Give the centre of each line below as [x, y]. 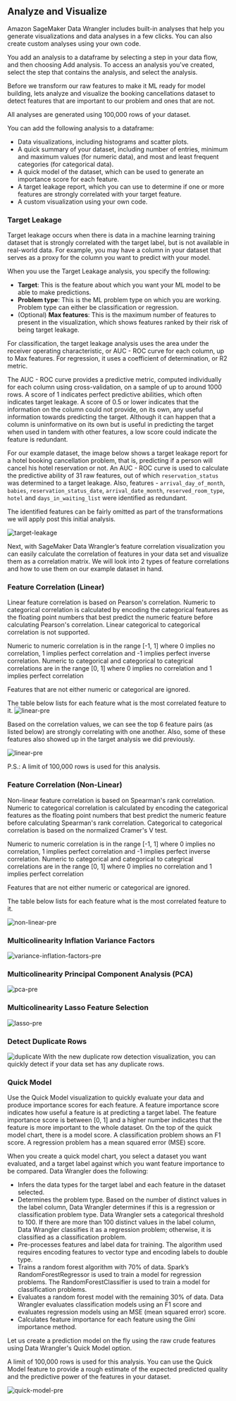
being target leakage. [48, 330]
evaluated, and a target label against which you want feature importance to [116, 1164]
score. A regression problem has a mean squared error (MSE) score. [106, 1142]
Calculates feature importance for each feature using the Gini [106, 1319]
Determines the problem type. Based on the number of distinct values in [122, 1200]
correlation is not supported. [49, 633]
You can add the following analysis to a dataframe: [81, 128]
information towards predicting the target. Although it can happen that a [112, 417]
